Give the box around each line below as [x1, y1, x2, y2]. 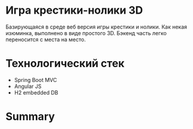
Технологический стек [5, 57, 124, 70]
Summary [5, 110, 55, 124]
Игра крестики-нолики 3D [5, 4, 144, 17]
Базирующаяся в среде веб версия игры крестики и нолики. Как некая [5, 23, 188, 30]
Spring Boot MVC [14, 76, 57, 83]
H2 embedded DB [14, 89, 58, 96]
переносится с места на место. [5, 36, 86, 43]
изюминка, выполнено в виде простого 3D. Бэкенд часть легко [5, 29, 167, 36]
